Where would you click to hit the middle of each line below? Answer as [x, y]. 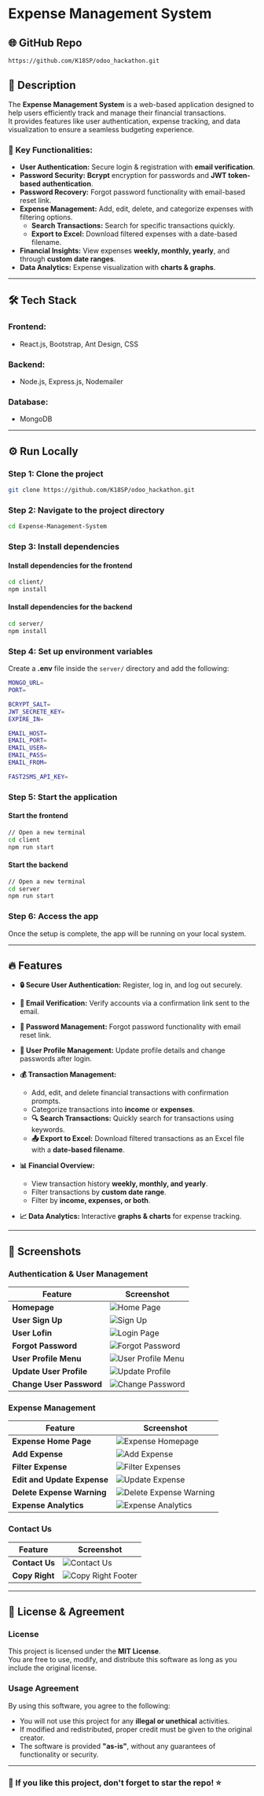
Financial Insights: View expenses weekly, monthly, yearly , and [125, 250]
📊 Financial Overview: [57, 1165]
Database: [28, 402]
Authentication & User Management [78, 1274]
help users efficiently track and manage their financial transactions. [117, 113]
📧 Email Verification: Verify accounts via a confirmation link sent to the [134, 1003]
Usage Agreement [44, 1688]
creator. [32, 1738]
